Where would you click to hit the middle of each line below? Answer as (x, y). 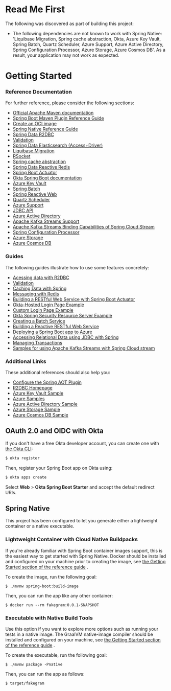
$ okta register (22, 458)
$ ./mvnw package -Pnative (34, 664)
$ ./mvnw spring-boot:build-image (42, 586)
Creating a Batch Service (39, 321)
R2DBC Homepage (32, 388)
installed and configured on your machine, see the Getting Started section (83, 639)
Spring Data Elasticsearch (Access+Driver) (58, 145)
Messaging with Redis (36, 294)
